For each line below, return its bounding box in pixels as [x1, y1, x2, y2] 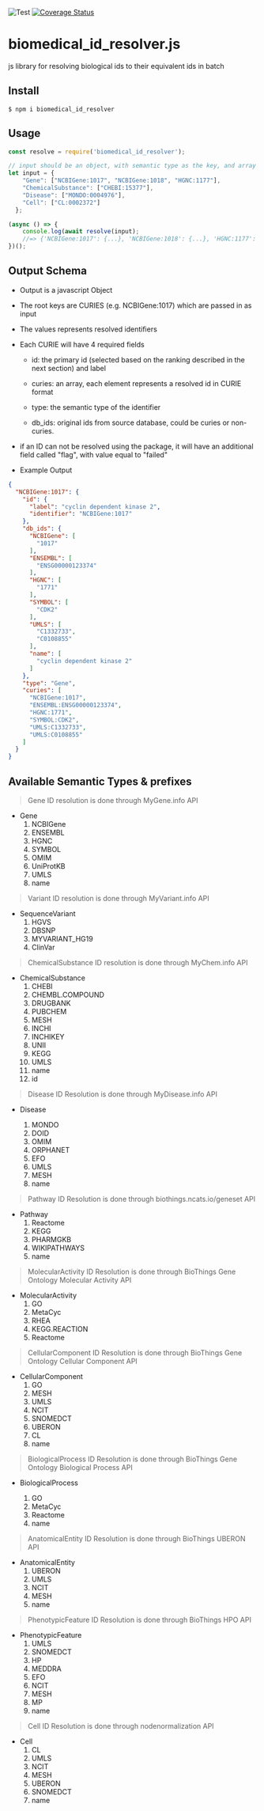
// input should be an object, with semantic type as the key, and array [8, 162, 257, 170]
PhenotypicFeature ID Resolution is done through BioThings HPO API [27, 1615, 251, 1624]
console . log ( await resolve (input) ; [22, 228, 140, 236]
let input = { [8, 169, 55, 177]
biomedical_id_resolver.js [8, 36, 181, 53]
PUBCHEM [31, 1006, 67, 1016]
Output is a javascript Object [19, 285, 113, 294]
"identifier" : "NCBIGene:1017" [28, 510, 133, 518]
